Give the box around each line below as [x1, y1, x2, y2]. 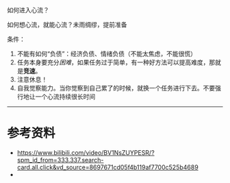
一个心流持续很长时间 [35, 93, 96, 101]
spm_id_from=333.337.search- [16, 156, 104, 164]
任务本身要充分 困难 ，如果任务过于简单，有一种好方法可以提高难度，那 [16, 58, 216, 66]
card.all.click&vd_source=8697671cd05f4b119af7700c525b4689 [16, 163, 199, 171]
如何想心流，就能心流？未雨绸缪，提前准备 [7, 21, 127, 29]
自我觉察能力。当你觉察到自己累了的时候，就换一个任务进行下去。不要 [16, 84, 216, 92]
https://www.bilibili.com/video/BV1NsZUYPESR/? [16, 148, 155, 156]
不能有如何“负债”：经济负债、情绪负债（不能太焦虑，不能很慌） [16, 50, 197, 58]
